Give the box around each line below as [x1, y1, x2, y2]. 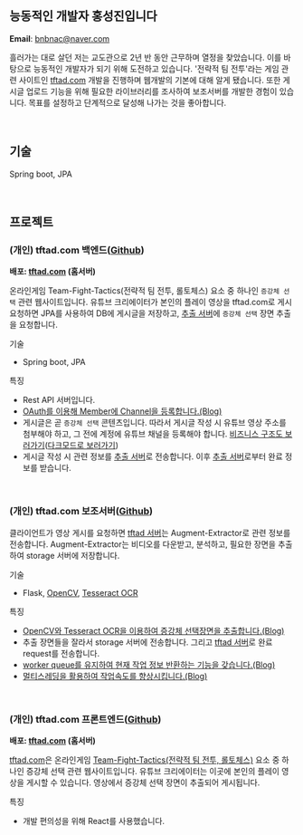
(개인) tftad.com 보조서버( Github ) [9, 505, 154, 518]
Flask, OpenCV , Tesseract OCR [22, 587, 138, 598]
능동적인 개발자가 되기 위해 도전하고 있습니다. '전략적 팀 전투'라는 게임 [33, 62, 279, 74]
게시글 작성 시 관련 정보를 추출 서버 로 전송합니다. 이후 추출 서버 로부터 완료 [22, 451, 283, 462]
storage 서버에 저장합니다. [25, 550, 120, 561]
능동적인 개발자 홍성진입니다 [9, 8, 158, 24]
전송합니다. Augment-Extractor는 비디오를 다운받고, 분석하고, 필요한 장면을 [9, 538, 276, 550]
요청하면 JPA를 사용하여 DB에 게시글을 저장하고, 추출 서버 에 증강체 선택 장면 [9, 308, 275, 319]
